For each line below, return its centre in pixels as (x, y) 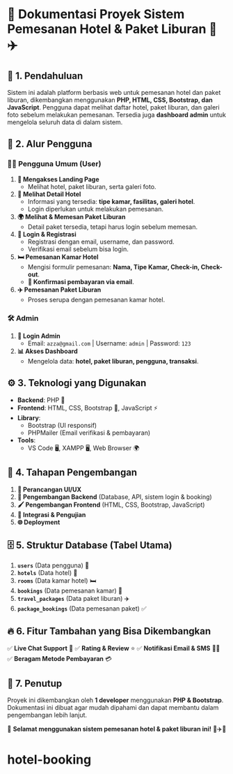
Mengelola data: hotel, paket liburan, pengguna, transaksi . (113, 361)
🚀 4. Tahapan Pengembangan (72, 473)
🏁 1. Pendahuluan (45, 76)
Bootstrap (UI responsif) (62, 425)
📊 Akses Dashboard (47, 351)
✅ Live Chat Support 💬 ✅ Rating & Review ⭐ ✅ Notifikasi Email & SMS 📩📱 (114, 648)
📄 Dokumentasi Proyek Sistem (96, 14)
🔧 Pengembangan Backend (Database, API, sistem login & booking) (114, 497)
